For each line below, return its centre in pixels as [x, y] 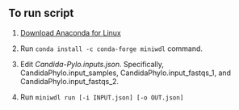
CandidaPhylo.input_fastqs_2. [69, 81]
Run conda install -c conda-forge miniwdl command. [111, 49]
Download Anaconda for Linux [70, 32]
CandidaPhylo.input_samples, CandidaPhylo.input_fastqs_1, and [126, 73]
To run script [41, 13]
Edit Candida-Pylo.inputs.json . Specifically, [92, 64]
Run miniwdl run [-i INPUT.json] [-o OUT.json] [102, 97]
